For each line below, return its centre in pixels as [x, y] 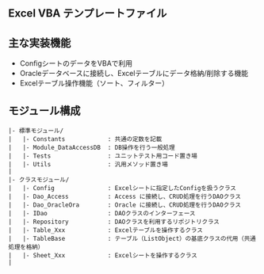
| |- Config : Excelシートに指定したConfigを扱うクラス [122, 188]
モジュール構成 [44, 110]
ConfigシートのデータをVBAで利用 [76, 63]
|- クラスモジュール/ [39, 180]
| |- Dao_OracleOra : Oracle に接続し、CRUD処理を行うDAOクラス [125, 205]
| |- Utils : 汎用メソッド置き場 [88, 165]
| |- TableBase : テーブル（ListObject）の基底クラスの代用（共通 [132, 239]
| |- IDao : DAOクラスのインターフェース [102, 214]
